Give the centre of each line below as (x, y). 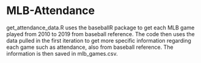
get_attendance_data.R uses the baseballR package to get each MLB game (100, 28)
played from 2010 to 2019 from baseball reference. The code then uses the (100, 34)
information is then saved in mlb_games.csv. (62, 53)
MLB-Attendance (51, 11)
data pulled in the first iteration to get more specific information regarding (99, 40)
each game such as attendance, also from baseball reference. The (90, 47)
